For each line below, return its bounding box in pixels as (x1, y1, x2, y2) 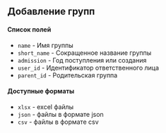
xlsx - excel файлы (17, 102, 74, 111)
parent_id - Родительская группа (17, 70, 118, 80)
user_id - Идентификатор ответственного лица (17, 63, 160, 72)
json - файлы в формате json (17, 110, 104, 118)
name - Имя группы (17, 41, 74, 49)
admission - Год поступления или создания (17, 56, 147, 64)
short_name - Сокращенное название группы (17, 49, 152, 57)
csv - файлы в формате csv (17, 118, 99, 126)
